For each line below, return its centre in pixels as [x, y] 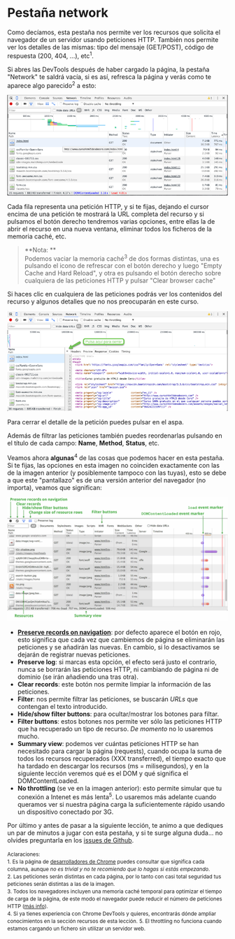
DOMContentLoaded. [48, 781]
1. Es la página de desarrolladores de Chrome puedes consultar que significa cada [106, 862]
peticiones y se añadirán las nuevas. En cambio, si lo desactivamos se [119, 647]
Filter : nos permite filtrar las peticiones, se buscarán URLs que [107, 699]
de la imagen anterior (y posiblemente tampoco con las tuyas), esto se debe [117, 473]
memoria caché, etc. [37, 236]
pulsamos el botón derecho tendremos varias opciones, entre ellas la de [111, 221]
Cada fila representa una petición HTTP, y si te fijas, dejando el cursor [108, 206]
